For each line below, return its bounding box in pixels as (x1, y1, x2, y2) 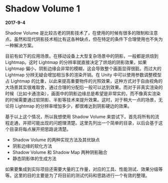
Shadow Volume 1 (5, 3, 80, 14)
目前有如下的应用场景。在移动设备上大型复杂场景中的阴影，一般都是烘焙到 (5, 53, 158, 59)
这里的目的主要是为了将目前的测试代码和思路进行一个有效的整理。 (13, 172, 150, 178)
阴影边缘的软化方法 (12, 143, 52, 149)
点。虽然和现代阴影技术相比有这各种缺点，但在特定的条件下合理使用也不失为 (5, 36, 163, 42)
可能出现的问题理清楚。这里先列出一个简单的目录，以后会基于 (31, 119, 158, 125)
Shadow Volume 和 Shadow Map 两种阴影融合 (12, 149, 107, 155)
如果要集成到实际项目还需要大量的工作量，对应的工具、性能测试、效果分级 (5, 166, 158, 172)
